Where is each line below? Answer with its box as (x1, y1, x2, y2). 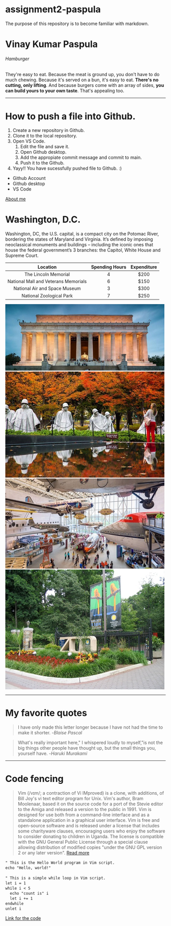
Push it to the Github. (20, 160, 65, 166)
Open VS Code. (12, 138, 46, 144)
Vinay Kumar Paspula (5, 38, 98, 50)
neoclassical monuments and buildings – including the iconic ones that (5, 242, 154, 248)
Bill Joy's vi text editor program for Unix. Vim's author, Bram (17, 796, 144, 802)
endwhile (5, 901, 24, 907)
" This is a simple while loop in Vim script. (5, 875, 106, 881)
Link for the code (5, 915, 41, 921)
